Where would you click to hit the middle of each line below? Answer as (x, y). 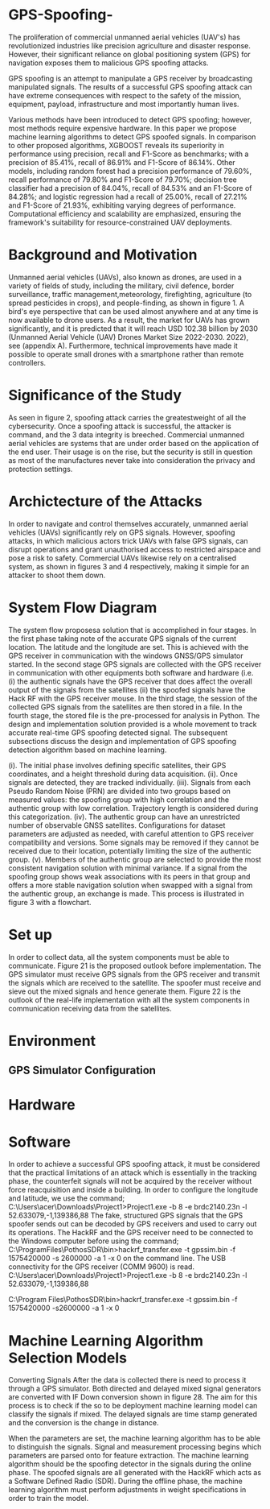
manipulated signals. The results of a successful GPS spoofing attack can (130, 87)
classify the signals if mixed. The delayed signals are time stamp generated (133, 1414)
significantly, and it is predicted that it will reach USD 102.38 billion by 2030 (133, 329)
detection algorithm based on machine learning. (88, 750)
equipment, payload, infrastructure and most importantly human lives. (124, 104)
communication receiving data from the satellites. (90, 1008)
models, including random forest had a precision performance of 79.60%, (130, 171)
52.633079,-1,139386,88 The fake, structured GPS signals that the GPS (126, 1215)
